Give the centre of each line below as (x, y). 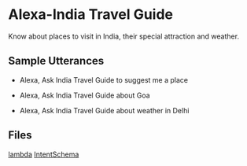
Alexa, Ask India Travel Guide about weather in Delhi (104, 110)
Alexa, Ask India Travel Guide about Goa (85, 95)
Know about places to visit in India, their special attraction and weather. (124, 36)
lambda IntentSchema (44, 154)
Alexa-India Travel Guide (91, 15)
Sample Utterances (56, 61)
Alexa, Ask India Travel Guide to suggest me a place (104, 79)
